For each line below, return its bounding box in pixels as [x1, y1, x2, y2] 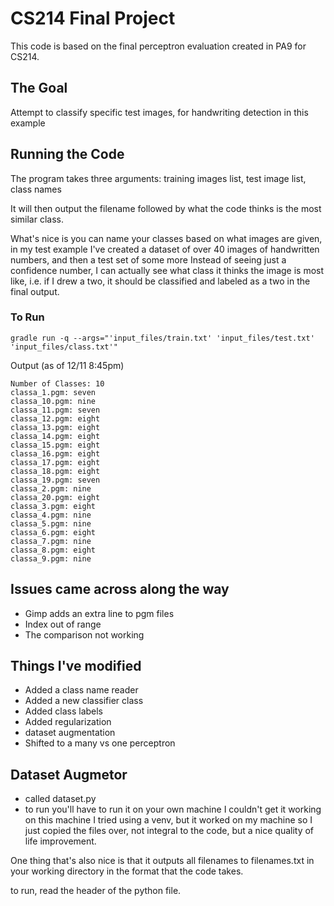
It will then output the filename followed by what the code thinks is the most [10, 202, 322, 214]
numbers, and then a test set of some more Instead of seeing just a [10, 253, 287, 266]
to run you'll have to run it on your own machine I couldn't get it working [24, 803, 322, 816]
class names [10, 183, 62, 195]
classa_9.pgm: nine [10, 553, 92, 564]
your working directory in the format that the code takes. [10, 865, 244, 877]
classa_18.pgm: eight [10, 466, 101, 476]
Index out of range [24, 618, 102, 630]
